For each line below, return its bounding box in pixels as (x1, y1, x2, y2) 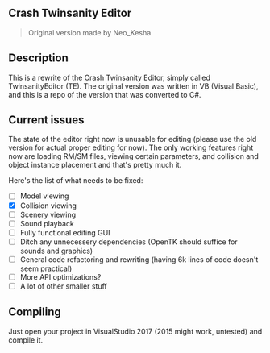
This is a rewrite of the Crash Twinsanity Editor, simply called (8, 73, 211, 82)
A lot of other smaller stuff (19, 281, 107, 291)
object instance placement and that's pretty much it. (8, 160, 182, 170)
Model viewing (19, 191, 69, 201)
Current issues (8, 113, 85, 127)
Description (8, 52, 69, 65)
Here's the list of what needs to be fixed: (8, 176, 143, 185)
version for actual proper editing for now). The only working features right (8, 143, 254, 152)
